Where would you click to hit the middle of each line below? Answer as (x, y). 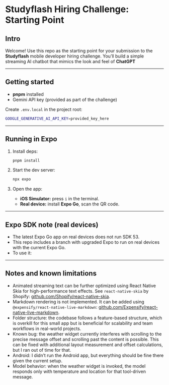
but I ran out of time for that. (42, 350)
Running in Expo (31, 139)
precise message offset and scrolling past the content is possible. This (86, 339)
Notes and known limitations (51, 273)
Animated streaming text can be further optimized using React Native (84, 286)
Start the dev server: (34, 170)
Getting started (30, 82)
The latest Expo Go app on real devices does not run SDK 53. (76, 237)
